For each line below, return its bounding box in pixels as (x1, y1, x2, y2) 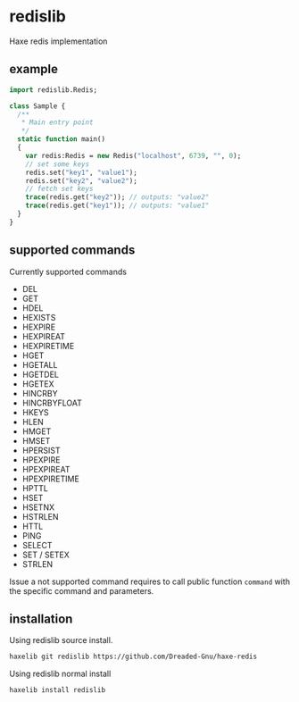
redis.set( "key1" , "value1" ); (25, 168, 138, 177)
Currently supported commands (9, 266, 128, 277)
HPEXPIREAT (21, 464, 71, 474)
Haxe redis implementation (9, 36, 108, 46)
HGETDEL (21, 369, 60, 380)
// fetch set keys (25, 185, 94, 194)
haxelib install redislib (9, 686, 105, 695)
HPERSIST (21, 445, 61, 455)
